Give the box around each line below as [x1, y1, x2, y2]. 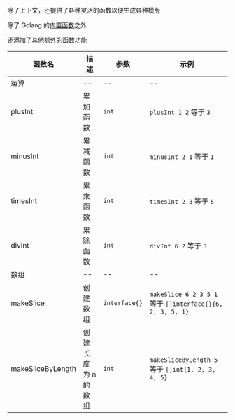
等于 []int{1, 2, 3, [149, 365, 216, 374]
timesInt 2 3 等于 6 [149, 197, 215, 206]
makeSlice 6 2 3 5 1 [149, 290, 218, 298]
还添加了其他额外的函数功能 [7, 36, 87, 44]
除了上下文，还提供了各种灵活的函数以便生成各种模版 [7, 6, 161, 14]
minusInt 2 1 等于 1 [149, 152, 215, 161]
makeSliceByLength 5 [149, 356, 218, 364]
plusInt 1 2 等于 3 [149, 107, 211, 117]
